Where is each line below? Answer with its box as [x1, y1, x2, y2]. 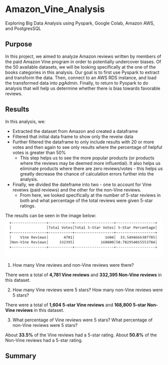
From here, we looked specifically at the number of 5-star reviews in [19, 192, 161, 198]
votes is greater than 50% [12, 149, 66, 155]
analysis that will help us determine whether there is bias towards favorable [5, 85, 160, 91]
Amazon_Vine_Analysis [5, 4, 105, 15]
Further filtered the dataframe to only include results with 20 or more [12, 139, 154, 145]
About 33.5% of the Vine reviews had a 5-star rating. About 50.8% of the [5, 332, 157, 338]
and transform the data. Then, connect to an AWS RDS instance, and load [5, 74, 156, 81]
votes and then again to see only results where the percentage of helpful [12, 144, 162, 150]
